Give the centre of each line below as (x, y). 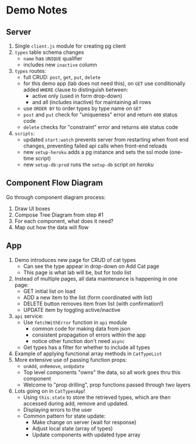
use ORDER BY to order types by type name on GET (82, 108)
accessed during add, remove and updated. (76, 403)
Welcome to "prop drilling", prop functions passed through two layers (107, 385)
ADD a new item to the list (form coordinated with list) (88, 297)
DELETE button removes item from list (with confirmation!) (93, 304)
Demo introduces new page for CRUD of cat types (75, 260)
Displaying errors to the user (58, 409)
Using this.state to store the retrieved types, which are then (97, 397)
